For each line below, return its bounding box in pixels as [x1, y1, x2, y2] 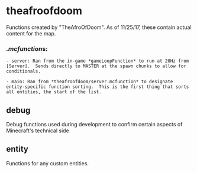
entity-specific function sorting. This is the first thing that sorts [6, 84, 189, 90]
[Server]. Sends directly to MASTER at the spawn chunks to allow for [6, 63, 186, 69]
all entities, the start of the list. [6, 89, 102, 95]
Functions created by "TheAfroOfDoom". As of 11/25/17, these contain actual [6, 24, 192, 31]
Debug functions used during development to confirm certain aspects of [6, 121, 183, 128]
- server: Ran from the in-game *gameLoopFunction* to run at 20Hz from [6, 58, 189, 64]
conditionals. [6, 68, 41, 74]
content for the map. [6, 30, 56, 37]
